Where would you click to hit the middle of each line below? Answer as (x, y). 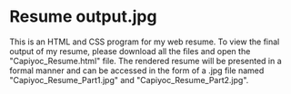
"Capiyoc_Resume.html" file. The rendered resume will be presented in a (145, 61)
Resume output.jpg (83, 17)
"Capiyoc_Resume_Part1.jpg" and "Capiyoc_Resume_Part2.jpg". (129, 80)
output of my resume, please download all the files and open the (130, 51)
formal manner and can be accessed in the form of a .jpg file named (137, 70)
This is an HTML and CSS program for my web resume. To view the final (145, 42)
